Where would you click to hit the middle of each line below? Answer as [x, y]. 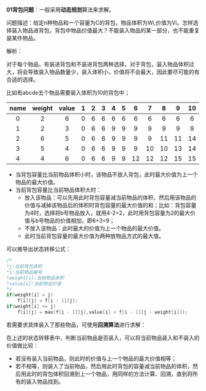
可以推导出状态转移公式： [39, 249]
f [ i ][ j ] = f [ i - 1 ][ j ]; [48, 301]
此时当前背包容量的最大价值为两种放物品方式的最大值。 [94, 236]
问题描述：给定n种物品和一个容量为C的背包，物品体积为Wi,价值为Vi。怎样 [100, 23]
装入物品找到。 [45, 381]
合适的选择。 [22, 80]
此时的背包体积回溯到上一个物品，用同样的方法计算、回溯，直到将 [109, 374]
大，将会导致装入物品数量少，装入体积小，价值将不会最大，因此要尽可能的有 [103, 72]
